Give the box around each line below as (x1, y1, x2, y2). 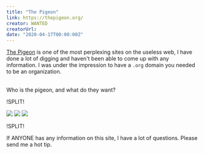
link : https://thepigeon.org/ (6, 15, 84, 21)
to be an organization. (6, 68, 62, 75)
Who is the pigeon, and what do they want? (6, 86, 116, 94)
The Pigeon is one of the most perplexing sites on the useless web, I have (6, 48, 193, 56)
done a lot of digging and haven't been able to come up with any (6, 55, 170, 62)
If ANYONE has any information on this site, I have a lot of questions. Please (6, 134, 198, 142)
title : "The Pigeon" (6, 9, 59, 15)
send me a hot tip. (6, 141, 52, 148)
